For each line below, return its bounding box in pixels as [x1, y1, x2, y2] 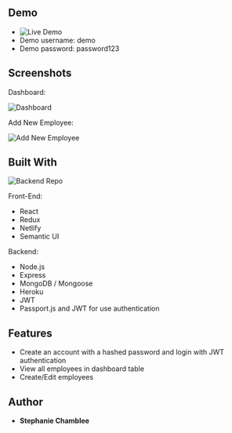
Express [19, 271, 46, 280]
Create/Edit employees [19, 373, 94, 382]
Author [8, 395, 43, 409]
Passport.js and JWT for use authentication [19, 304, 160, 313]
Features [8, 326, 53, 340]
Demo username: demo [19, 35, 96, 45]
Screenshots [8, 67, 72, 80]
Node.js [19, 262, 45, 271]
